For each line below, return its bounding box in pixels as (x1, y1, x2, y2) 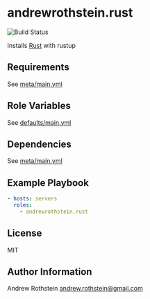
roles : (13, 202, 33, 209)
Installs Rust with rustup (7, 41, 76, 49)
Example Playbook (7, 177, 89, 189)
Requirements (7, 61, 69, 74)
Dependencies (7, 138, 72, 150)
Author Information (7, 266, 92, 278)
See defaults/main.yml (7, 118, 72, 126)
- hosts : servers (7, 196, 58, 203)
